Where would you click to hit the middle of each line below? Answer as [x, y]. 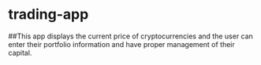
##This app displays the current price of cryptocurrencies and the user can [131, 36]
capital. [20, 52]
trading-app [48, 14]
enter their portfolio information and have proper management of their [121, 44]
